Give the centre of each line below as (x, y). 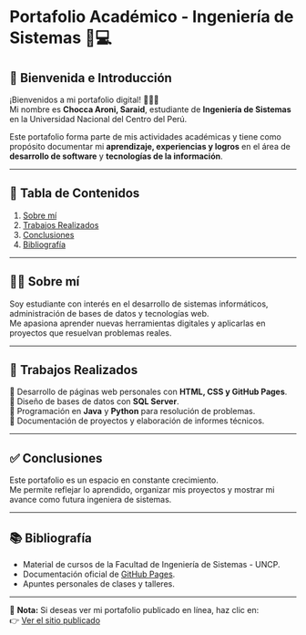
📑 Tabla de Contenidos (75, 193)
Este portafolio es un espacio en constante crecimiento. (114, 480)
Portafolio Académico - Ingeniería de (152, 17)
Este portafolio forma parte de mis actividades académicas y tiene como (146, 137)
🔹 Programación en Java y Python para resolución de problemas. (133, 411)
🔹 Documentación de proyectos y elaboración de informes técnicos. (137, 421)
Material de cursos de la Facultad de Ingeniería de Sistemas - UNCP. (151, 565)
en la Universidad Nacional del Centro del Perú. (98, 119)
